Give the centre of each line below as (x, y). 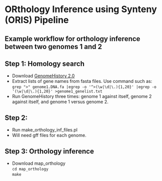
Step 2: (16, 118)
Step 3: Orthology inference (49, 151)
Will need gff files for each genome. (49, 135)
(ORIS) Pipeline (37, 20)
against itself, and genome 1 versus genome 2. (60, 102)
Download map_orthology (39, 163)
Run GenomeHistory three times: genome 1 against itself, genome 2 (82, 97)
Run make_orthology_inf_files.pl (45, 130)
